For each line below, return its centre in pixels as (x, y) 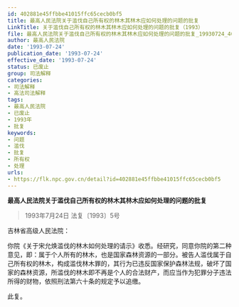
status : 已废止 (28, 67)
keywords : (22, 133)
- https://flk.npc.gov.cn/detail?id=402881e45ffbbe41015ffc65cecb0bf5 (114, 179)
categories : (25, 80)
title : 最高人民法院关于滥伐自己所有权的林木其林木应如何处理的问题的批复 (103, 21)
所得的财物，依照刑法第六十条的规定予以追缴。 (76, 281)
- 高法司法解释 (27, 93)
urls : (15, 172)
